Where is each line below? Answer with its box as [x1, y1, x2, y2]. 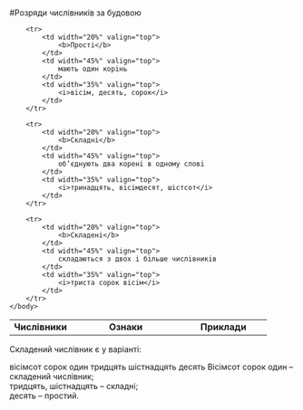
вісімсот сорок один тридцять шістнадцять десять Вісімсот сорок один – [9, 361, 294, 372]
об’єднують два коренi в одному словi [57, 159, 205, 168]
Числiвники [14, 320, 68, 333]
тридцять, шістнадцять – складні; [9, 381, 139, 391]
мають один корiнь [57, 64, 128, 73]
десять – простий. [9, 390, 80, 401]
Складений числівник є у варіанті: [9, 344, 142, 355]
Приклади [200, 320, 247, 333]
